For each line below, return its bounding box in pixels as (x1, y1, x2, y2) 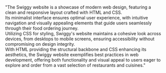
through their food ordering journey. (5, 25, 79, 31)
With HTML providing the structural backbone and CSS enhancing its (5, 47, 147, 52)
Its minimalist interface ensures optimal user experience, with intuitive (5, 15, 148, 20)
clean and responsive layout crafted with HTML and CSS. (5, 9, 122, 15)
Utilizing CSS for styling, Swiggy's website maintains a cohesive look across (5, 31, 162, 36)
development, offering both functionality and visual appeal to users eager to (5, 57, 161, 63)
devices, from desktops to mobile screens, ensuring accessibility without (5, 36, 155, 42)
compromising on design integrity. (5, 41, 76, 47)
